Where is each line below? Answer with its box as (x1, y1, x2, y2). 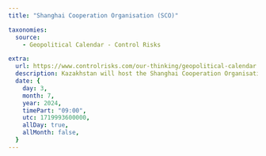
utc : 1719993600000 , (22, 114, 90, 122)
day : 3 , (22, 84, 47, 92)
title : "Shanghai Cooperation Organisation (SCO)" (8, 11, 179, 20)
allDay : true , (22, 121, 69, 129)
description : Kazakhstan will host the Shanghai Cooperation (15, 70, 222, 78)
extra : (8, 55, 30, 63)
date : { (15, 77, 41, 85)
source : (15, 33, 41, 41)
